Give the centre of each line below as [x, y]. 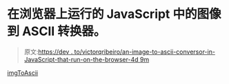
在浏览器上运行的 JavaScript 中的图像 [114, 14]
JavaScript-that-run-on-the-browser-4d [81, 59]
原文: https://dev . [48, 52]
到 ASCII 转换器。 [57, 31]
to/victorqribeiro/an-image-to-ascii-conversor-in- [145, 52]
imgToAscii [23, 72]
